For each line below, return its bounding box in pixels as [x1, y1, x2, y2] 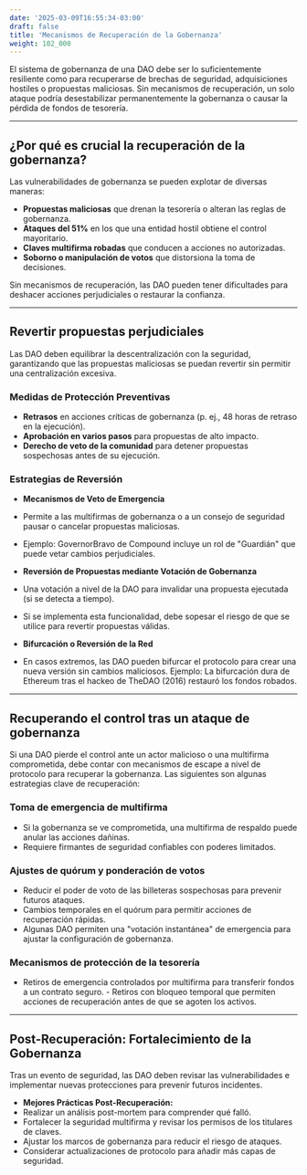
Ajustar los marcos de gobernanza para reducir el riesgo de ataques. [22, 1136, 282, 1147]
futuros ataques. [22, 894, 85, 905]
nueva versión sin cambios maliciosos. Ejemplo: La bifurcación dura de [22, 666, 291, 677]
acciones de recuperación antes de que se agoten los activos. [22, 996, 258, 1007]
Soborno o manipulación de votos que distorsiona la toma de [22, 252, 256, 263]
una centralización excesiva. [9, 367, 117, 379]
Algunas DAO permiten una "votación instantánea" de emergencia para [22, 923, 291, 934]
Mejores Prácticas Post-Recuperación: [22, 1096, 174, 1107]
